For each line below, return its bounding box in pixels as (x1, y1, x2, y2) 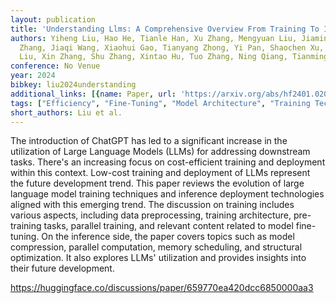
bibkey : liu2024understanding (10, 80, 137, 90)
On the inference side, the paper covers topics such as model (41, 231, 295, 243)
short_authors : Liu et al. (10, 107, 123, 118)
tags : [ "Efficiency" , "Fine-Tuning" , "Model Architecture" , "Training (10, 98, 311, 108)
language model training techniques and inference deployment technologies (10, 188, 325, 200)
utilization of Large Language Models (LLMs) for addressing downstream (10, 146, 311, 158)
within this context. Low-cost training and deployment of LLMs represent (10, 167, 311, 179)
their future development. (10, 262, 115, 275)
